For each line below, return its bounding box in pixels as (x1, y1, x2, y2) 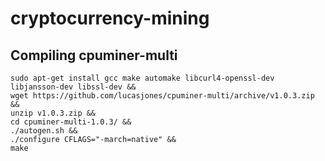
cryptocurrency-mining (10, 7, 210, 30)
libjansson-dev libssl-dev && (10, 82, 137, 92)
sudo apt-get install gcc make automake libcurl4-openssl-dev (10, 73, 275, 83)
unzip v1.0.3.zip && (10, 108, 97, 118)
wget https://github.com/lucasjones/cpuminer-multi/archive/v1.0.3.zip (10, 91, 315, 101)
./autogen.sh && (10, 126, 78, 136)
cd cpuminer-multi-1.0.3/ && (10, 117, 132, 127)
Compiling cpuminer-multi (10, 47, 178, 64)
